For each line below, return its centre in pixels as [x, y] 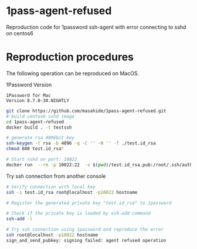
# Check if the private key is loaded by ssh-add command [78, 213]
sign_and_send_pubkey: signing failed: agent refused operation [86, 240]
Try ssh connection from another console [56, 176]
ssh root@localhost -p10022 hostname [52, 235]
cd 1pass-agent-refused [35, 122]
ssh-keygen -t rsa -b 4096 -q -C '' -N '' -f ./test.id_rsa [81, 143]
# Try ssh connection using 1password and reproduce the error [85, 230]
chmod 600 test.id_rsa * [35, 149]
